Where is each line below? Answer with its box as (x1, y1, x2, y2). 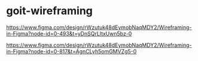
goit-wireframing (6, 4, 93, 18)
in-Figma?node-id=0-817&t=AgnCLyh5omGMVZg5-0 (6, 47, 137, 54)
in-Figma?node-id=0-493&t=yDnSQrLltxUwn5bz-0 (6, 30, 132, 37)
